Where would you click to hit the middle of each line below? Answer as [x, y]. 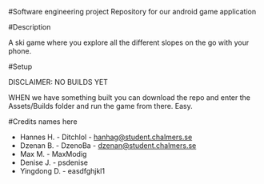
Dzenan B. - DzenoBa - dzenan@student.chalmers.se [108, 146]
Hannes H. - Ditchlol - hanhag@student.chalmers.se [106, 137]
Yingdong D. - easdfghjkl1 [62, 171]
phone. [20, 51]
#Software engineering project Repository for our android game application [132, 12]
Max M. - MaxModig [53, 154]
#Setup [20, 66]
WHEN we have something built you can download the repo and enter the [129, 98]
